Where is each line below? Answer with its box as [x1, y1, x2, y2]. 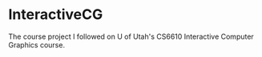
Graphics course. [8, 40, 66, 49]
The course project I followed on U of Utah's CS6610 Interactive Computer [8, 32, 254, 41]
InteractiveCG [8, 6, 103, 24]
